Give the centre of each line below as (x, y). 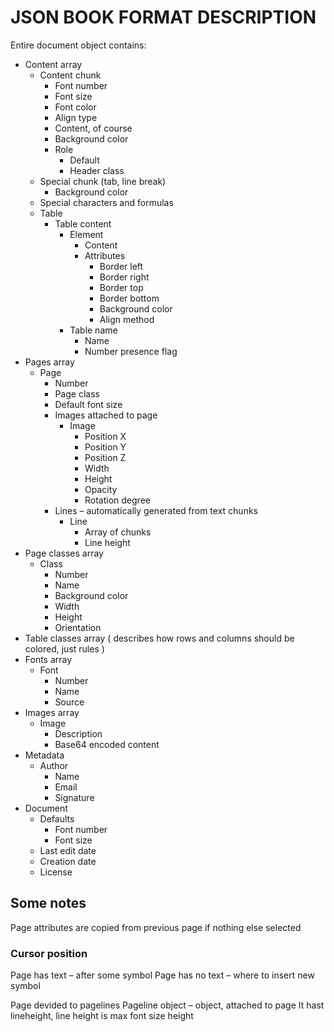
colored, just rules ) (64, 648)
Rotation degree (117, 500)
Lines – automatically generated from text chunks (156, 510)
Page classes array (64, 553)
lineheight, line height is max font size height (102, 1016)
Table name (93, 330)
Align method (127, 319)
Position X (105, 436)
